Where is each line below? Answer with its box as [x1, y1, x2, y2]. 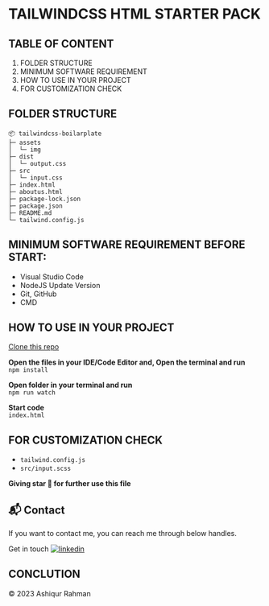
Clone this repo [8, 342, 60, 352]
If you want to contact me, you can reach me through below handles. [8, 529, 238, 538]
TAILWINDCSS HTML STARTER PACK [8, 5, 262, 23]
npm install [8, 366, 48, 374]
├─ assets [8, 138, 42, 146]
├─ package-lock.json [8, 195, 81, 203]
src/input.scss [19, 464, 72, 473]
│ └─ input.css [8, 174, 63, 182]
